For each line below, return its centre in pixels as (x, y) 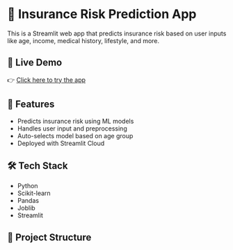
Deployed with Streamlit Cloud (61, 143)
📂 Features (31, 105)
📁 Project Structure (49, 237)
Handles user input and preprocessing (72, 128)
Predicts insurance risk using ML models (75, 121)
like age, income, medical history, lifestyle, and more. (83, 40)
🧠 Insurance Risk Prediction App (102, 14)
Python (27, 186)
